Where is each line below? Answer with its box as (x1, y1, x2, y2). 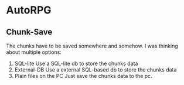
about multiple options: (6, 49, 62, 56)
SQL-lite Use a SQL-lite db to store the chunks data (14, 60, 138, 67)
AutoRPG (6, 4, 52, 17)
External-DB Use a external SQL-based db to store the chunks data (14, 66, 177, 73)
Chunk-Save (6, 27, 53, 37)
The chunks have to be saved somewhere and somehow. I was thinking (6, 42, 179, 49)
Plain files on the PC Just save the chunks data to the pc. (14, 73, 152, 79)
